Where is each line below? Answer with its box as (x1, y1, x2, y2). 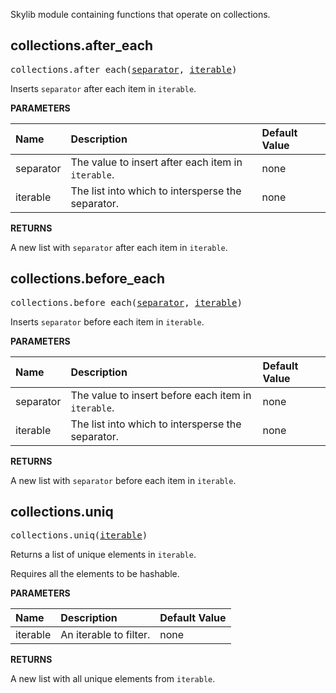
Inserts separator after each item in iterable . (10, 82, 197, 94)
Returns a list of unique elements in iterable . (10, 549, 197, 561)
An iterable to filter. (60, 628, 151, 642)
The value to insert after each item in (70, 155, 243, 169)
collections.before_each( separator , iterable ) (10, 297, 243, 308)
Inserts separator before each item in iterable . (10, 315, 205, 328)
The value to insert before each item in (70, 388, 252, 402)
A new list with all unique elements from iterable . (10, 673, 216, 685)
